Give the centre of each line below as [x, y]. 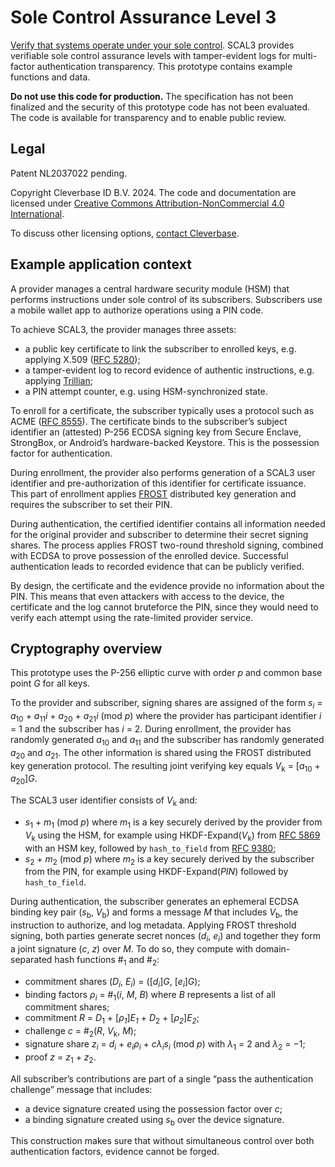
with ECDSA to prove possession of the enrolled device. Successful [149, 555]
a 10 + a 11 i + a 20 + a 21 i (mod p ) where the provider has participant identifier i [166, 717]
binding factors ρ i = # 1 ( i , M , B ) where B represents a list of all [150, 995]
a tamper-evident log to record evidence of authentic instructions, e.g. [169, 370]
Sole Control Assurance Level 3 [143, 17]
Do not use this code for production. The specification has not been [152, 96]
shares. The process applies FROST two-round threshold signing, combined [167, 545]
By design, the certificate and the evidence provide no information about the [167, 585]
